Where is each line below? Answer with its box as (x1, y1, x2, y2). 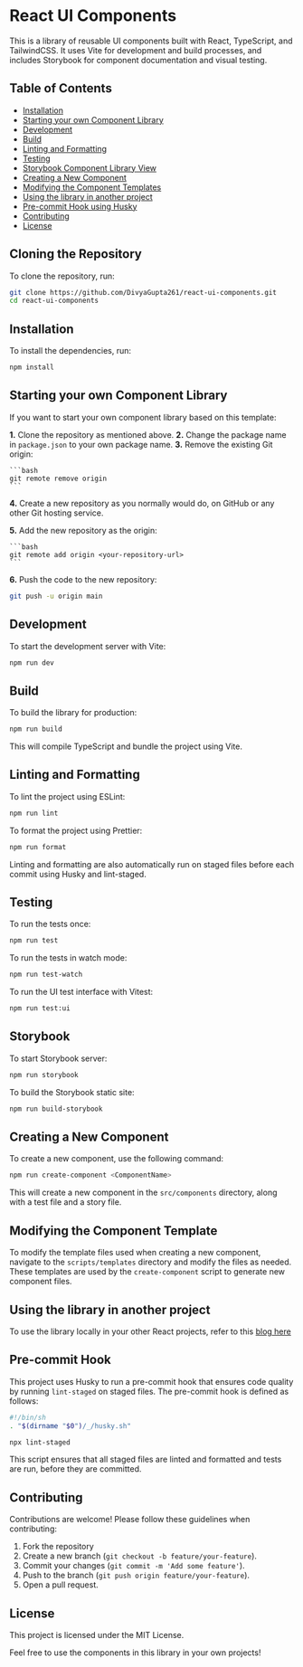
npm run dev (9, 658, 54, 668)
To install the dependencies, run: (9, 346, 132, 356)
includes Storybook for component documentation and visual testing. (9, 54, 268, 65)
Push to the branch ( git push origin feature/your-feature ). (22, 1570, 251, 1581)
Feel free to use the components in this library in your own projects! (9, 1647, 261, 1658)
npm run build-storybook (9, 1104, 103, 1113)
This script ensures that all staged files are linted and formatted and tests (9, 1454, 282, 1465)
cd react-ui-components (9, 296, 99, 306)
